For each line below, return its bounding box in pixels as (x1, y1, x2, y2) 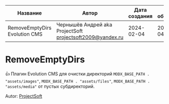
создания (128, 13, 152, 20)
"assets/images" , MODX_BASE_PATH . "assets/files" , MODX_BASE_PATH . (5, 78, 150, 84)
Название (17, 10, 42, 17)
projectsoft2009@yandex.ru (56, 34, 124, 41)
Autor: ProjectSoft (5, 93, 43, 99)
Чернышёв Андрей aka (56, 21, 112, 28)
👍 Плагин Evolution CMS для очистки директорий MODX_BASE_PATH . (5, 70, 150, 77)
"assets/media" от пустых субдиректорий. (5, 83, 95, 89)
